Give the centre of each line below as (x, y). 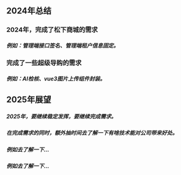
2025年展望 (29, 100)
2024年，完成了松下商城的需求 (52, 30)
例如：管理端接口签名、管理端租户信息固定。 (63, 45)
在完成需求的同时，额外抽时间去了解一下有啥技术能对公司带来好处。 (92, 133)
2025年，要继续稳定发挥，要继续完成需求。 (61, 116)
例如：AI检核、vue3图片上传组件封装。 (56, 79)
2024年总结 (29, 11)
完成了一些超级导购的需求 (44, 63)
